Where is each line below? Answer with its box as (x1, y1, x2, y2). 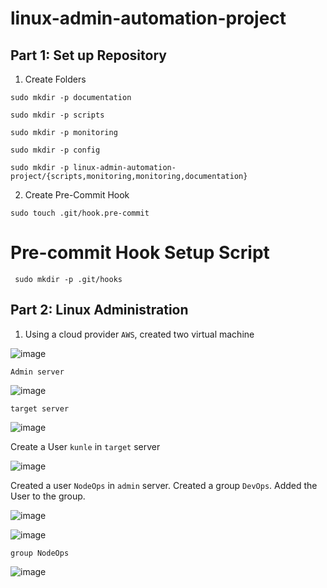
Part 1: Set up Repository (10, 47, 167, 64)
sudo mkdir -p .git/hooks (14, 274, 123, 284)
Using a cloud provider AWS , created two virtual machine (24, 328, 255, 340)
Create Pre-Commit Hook (24, 189, 130, 201)
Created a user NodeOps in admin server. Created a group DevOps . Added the (10, 479, 318, 491)
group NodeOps (10, 548, 70, 558)
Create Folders (24, 73, 87, 85)
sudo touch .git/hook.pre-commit (10, 208, 150, 218)
